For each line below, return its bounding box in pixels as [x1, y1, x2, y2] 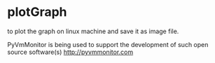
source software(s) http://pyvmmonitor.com [7, 48, 134, 56]
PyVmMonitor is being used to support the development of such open [7, 40, 209, 48]
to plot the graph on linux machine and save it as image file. [7, 27, 179, 35]
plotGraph [7, 4, 68, 20]
